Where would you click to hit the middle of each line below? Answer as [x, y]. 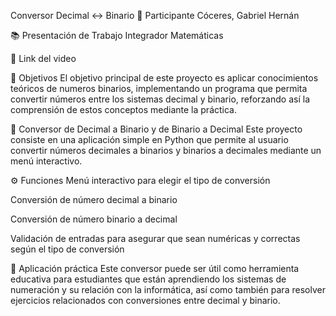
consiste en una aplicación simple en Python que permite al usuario [149, 139]
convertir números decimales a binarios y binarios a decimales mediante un [166, 150]
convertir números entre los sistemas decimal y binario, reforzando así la [160, 99]
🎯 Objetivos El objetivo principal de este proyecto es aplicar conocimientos [164, 78]
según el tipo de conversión [67, 249]
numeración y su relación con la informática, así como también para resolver [168, 289]
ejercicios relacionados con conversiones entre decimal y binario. [145, 300]
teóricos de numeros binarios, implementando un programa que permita [159, 88]
